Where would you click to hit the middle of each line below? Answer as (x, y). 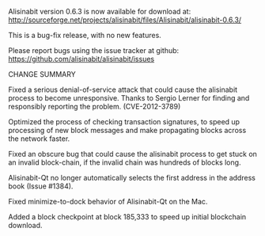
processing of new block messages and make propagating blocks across (127, 130)
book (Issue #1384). (41, 186)
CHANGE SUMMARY (42, 74)
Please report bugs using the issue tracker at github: (94, 50)
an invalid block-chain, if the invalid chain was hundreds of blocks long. (125, 162)
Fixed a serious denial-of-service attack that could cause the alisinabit (123, 89)
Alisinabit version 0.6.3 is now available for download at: (100, 11)
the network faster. (39, 139)
